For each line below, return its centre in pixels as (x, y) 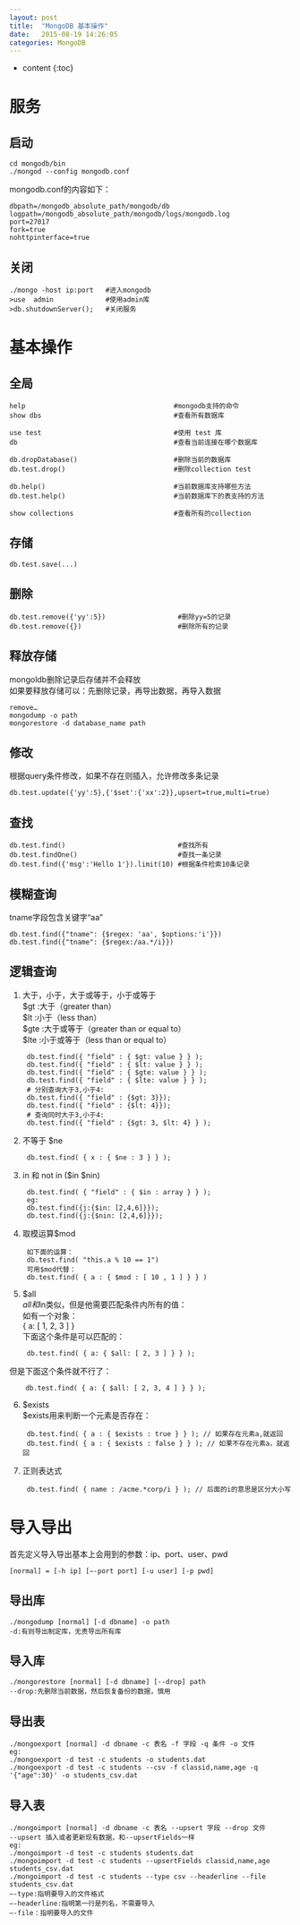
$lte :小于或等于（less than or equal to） (97, 1039)
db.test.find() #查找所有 (109, 846)
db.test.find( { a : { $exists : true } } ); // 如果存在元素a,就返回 (155, 1433)
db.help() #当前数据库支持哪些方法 (130, 487)
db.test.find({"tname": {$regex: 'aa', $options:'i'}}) (116, 934)
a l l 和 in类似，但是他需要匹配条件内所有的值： (104, 1305)
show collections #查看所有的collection (130, 514)
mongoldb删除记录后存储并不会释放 (75, 679)
